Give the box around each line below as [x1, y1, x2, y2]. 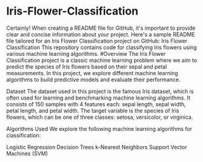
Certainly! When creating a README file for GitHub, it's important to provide [6, 24, 196, 32]
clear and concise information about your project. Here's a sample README [6, 30, 195, 38]
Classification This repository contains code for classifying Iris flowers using [6, 44, 197, 51]
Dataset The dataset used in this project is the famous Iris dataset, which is [6, 87, 194, 95]
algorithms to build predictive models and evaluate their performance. [6, 76, 181, 83]
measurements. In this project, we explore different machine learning [6, 69, 178, 76]
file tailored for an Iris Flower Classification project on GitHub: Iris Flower [6, 37, 188, 44]
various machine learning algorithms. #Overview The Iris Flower [6, 50, 166, 57]
